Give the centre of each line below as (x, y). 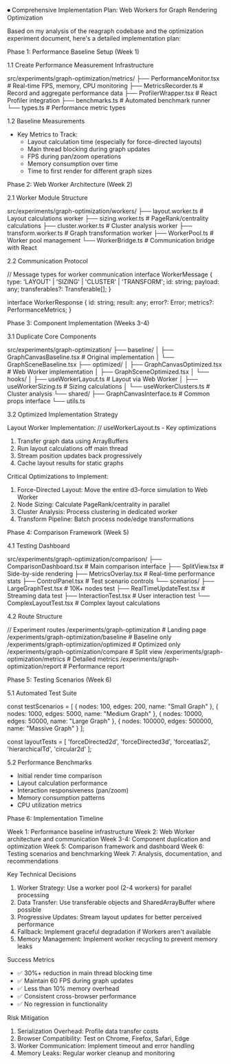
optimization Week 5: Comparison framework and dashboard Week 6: (106, 846)
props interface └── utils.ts (46, 401)
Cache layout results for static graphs (70, 463)
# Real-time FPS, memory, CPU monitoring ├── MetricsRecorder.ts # (105, 86)
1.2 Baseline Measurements (46, 121)
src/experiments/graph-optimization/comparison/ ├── (85, 559)
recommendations (33, 861)
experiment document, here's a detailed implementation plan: (94, 38)
